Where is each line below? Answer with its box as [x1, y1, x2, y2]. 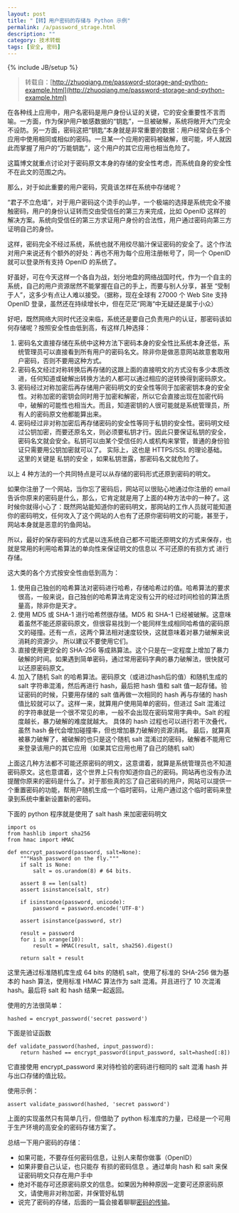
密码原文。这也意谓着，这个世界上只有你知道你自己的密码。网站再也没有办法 [7, 768, 232, 776]
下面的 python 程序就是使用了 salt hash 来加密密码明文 [7, 810, 167, 818]
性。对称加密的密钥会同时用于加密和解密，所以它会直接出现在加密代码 [17, 392, 224, 400]
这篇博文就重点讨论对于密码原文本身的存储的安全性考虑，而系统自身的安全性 [7, 159, 232, 167]
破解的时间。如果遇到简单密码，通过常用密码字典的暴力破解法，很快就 [17, 655, 224, 663]
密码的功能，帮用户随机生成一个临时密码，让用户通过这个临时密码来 [26, 786, 225, 794]
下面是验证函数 [7, 1029, 51, 1037]
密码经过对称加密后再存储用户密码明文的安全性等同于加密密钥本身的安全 [17, 383, 230, 392]
